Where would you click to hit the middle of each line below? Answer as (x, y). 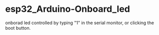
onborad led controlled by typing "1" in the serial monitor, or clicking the (80, 23)
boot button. (18, 28)
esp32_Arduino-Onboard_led (68, 9)
